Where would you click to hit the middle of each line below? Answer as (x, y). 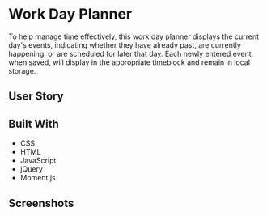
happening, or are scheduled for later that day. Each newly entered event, (131, 53)
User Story (36, 97)
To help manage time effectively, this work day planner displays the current (134, 36)
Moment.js (38, 178)
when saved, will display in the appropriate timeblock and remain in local (129, 62)
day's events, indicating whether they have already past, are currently (125, 44)
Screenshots (41, 203)
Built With (34, 123)
